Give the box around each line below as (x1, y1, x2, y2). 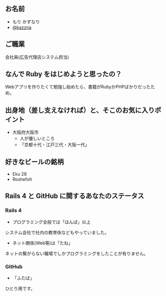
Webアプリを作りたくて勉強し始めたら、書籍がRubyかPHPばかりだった (5, 84, 151, 90)
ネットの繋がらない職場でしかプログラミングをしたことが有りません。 (5, 250, 149, 256)
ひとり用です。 (5, 286, 36, 292)
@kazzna (12, 24, 32, 30)
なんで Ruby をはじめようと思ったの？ (5, 70, 122, 78)
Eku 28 (12, 171, 27, 177)
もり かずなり (12, 19, 40, 25)
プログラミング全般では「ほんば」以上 (12, 219, 91, 225)
